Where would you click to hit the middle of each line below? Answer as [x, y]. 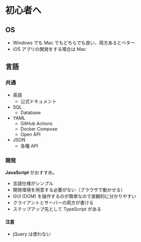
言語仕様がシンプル [33, 183]
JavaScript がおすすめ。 [31, 172]
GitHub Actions [36, 123]
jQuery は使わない [32, 234]
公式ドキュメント [38, 101]
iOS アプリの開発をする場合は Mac [49, 49]
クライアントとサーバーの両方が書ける [53, 203]
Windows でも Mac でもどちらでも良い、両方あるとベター [74, 43]
